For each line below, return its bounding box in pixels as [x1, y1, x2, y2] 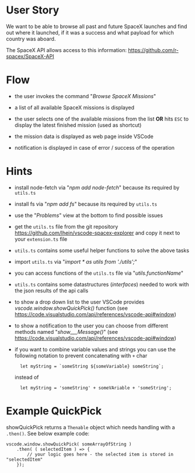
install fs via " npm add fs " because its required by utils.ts [14, 200, 158, 208]
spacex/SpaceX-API [6, 53, 54, 60]
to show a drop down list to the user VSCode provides [14, 298, 145, 305]
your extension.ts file [14, 235, 68, 243]
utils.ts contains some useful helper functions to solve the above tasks [14, 247, 190, 254]
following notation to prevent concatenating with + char [14, 352, 148, 359]
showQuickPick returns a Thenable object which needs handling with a [6, 423, 175, 430]
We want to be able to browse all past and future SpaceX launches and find [6, 23, 187, 30]
